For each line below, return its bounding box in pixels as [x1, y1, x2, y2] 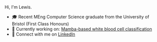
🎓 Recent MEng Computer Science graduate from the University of [11, 14, 150, 20]
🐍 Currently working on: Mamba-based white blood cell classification [11, 26, 152, 32]
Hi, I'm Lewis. [4, 4, 32, 10]
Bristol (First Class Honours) [11, 21, 69, 26]
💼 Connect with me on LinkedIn [11, 31, 76, 37]
